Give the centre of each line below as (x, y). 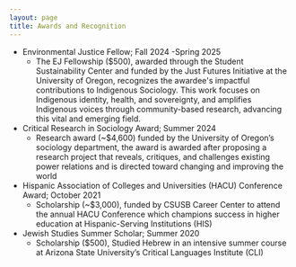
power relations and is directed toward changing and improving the (160, 166)
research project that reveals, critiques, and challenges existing (153, 156)
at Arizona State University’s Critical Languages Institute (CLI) (150, 252)
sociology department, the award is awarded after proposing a (151, 147)
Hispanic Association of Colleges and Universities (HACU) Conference (152, 185)
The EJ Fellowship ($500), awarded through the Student (139, 61)
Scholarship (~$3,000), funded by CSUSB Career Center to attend (158, 204)
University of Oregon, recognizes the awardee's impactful (143, 80)
